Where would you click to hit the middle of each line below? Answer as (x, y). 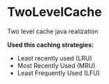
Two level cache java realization (53, 31)
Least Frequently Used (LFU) (59, 73)
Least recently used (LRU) (54, 58)
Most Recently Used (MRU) (56, 65)
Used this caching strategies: (50, 44)
